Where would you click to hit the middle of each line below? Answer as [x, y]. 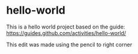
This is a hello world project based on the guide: [66, 27]
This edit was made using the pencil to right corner [69, 45]
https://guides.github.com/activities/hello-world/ [66, 33]
